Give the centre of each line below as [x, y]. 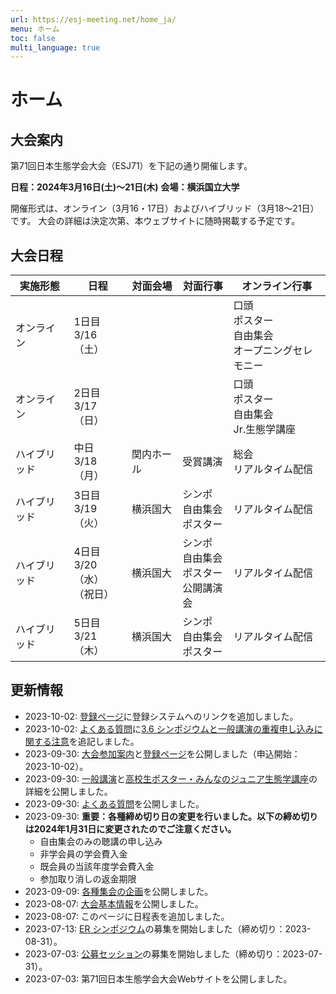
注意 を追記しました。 [95, 741]
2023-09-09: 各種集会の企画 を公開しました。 [119, 891]
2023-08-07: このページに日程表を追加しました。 [127, 916]
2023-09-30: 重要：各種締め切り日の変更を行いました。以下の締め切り [171, 816]
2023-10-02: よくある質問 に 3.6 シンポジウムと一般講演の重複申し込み [169, 728]
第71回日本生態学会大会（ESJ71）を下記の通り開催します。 [131, 166]
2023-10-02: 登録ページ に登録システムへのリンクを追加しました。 [161, 716]
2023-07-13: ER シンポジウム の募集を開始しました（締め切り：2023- [168, 928]
